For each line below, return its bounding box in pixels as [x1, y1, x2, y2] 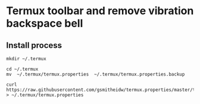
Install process [6, 40, 62, 50]
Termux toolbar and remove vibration [6, 4, 194, 18]
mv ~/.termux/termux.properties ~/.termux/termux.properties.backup [6, 71, 185, 77]
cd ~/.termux [6, 66, 39, 72]
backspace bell [6, 17, 83, 30]
